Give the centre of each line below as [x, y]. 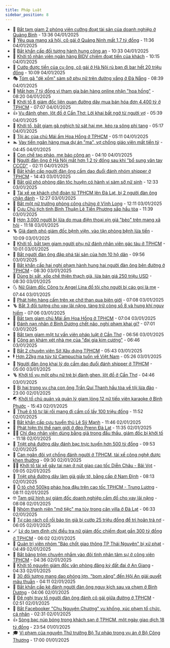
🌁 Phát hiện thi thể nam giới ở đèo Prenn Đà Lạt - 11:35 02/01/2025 [82, 427]
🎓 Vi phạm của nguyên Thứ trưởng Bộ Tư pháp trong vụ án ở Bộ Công [87, 632]
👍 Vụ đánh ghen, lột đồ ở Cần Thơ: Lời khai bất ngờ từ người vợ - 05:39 [87, 113]
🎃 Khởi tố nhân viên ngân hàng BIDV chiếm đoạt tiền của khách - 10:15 [86, 56]
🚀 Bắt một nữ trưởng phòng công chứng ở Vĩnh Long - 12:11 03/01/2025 [87, 203]
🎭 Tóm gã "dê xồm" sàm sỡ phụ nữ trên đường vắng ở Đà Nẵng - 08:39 [88, 78]
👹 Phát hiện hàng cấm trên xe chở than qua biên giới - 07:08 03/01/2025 [88, 300]
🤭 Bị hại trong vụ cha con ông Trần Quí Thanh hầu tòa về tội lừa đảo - [85, 388]
